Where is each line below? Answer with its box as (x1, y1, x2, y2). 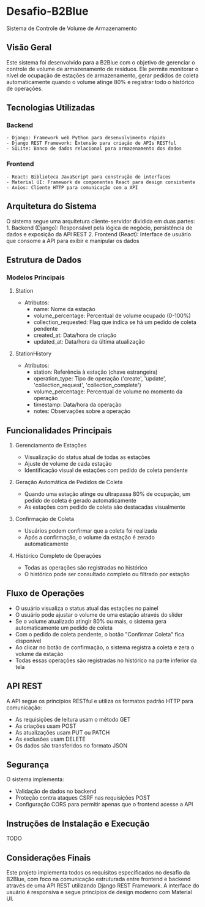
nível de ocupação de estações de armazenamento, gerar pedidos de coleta (6, 72, 199, 79)
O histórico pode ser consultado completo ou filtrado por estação (24, 571, 190, 578)
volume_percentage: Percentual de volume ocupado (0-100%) (33, 312, 191, 320)
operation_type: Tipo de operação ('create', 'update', (33, 375, 166, 382)
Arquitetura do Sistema (6, 201, 97, 212)
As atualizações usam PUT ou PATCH (15, 728, 110, 736)
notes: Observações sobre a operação (33, 407, 130, 415)
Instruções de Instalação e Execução (6, 818, 150, 829)
